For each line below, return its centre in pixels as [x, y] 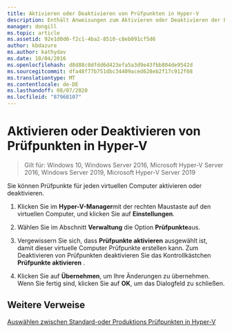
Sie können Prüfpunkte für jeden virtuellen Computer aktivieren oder [105, 185]
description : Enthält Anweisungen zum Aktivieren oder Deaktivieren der [114, 20]
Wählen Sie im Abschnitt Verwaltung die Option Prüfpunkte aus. [108, 227]
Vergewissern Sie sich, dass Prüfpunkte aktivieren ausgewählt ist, [112, 240]
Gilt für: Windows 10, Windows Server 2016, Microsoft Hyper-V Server [124, 165]
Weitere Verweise [46, 305]
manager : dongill [32, 26]
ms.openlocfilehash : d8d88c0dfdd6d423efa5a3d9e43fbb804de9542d [100, 65]
